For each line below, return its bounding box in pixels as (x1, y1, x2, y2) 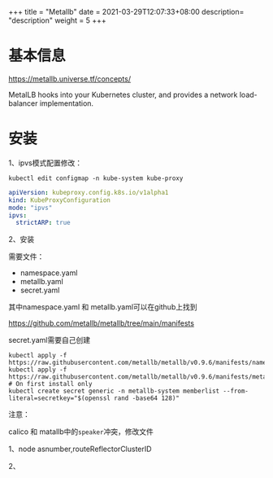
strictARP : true (15, 219, 71, 227)
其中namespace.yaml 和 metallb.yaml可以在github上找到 (8, 302, 197, 312)
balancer (8, 98, 38, 108)
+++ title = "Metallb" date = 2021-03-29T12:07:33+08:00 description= (8, 7, 245, 16)
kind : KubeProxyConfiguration (8, 195, 111, 204)
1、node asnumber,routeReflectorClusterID (8, 444, 152, 454)
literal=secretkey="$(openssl (8, 394, 111, 402)
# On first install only (8, 380, 93, 388)
